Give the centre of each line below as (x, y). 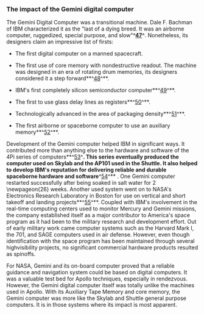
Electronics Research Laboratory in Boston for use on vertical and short (96, 196)
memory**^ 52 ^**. (37, 132)
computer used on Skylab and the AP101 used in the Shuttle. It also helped (102, 163)
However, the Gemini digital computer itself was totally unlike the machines (100, 285)
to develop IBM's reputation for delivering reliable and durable (86, 170)
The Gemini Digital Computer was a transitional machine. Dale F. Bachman (100, 23)
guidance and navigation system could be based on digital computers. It (97, 273)
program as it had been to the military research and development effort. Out (101, 222)
